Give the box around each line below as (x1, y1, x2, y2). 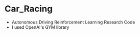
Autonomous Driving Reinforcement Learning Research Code (11, 19, 135, 25)
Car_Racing (4, 3, 53, 14)
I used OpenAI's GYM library (11, 24, 70, 30)
